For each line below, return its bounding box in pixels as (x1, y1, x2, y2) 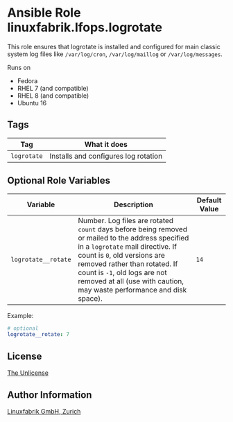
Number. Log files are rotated (78, 216, 174, 225)
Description (114, 200, 154, 209)
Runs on (7, 63, 31, 71)
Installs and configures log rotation (49, 151, 163, 161)
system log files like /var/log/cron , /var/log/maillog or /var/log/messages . (7, 50, 223, 58)
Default (196, 195, 222, 205)
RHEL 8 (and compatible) (17, 91, 89, 100)
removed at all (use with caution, (78, 276, 184, 285)
